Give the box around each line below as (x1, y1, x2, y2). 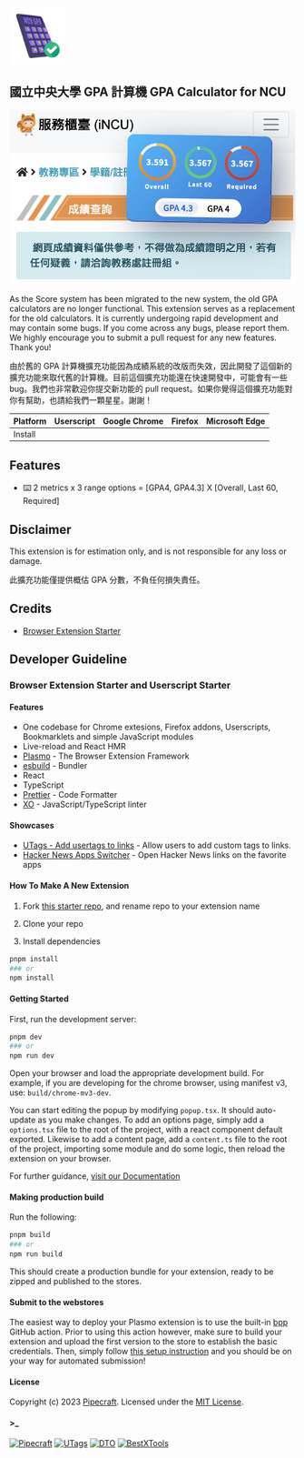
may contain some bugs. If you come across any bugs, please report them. (9, 323, 289, 334)
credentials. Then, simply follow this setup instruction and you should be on (9, 1346, 292, 1357)
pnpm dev (9, 1032, 43, 1041)
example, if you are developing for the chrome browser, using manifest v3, (9, 1078, 288, 1089)
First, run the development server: (9, 1013, 137, 1024)
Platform (13, 416, 47, 427)
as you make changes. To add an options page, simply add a (37, 1114, 265, 1125)
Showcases (9, 819, 54, 830)
